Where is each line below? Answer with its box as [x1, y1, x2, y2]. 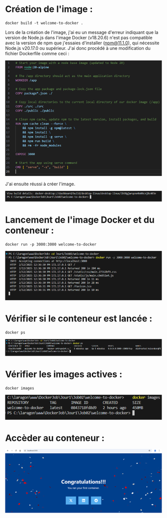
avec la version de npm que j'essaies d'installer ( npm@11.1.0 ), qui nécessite [5, 40, 160, 46]
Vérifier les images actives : [5, 369, 123, 380]
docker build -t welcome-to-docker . [5, 20, 83, 25]
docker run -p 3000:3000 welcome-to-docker [5, 242, 97, 247]
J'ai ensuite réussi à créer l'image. [5, 181, 76, 187]
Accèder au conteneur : [5, 432, 105, 444]
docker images [5, 386, 35, 390]
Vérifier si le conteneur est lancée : [5, 313, 153, 324]
